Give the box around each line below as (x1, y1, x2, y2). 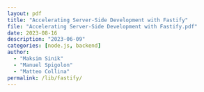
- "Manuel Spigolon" (13, 62, 73, 68)
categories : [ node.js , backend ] (7, 42, 101, 49)
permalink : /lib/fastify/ (7, 74, 82, 82)
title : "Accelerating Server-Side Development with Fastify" (7, 17, 189, 24)
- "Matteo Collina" (13, 68, 70, 75)
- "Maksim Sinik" (13, 55, 64, 62)
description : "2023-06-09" (7, 36, 86, 43)
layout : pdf (7, 10, 42, 17)
